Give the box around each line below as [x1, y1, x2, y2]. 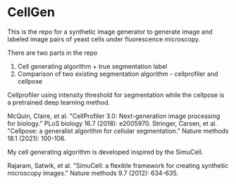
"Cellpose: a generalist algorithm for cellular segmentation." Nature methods [7, 126, 229, 135]
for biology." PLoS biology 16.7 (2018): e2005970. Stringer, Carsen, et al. [7, 119, 218, 127]
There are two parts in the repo [7, 48, 98, 57]
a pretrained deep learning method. [7, 98, 111, 106]
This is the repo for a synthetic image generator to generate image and [7, 27, 213, 36]
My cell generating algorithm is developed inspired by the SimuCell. [7, 147, 204, 156]
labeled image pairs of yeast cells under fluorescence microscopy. [7, 34, 201, 43]
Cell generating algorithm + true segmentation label [17, 62, 168, 70]
